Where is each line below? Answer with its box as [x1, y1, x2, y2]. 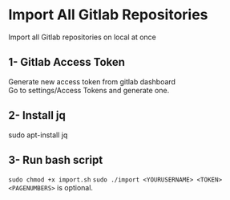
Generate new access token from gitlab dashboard [8, 76, 176, 86]
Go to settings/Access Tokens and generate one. [8, 85, 170, 95]
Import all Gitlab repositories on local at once [8, 32, 156, 42]
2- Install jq [8, 108, 67, 122]
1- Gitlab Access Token [8, 55, 126, 69]
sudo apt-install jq [8, 130, 68, 140]
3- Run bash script [8, 153, 103, 166]
